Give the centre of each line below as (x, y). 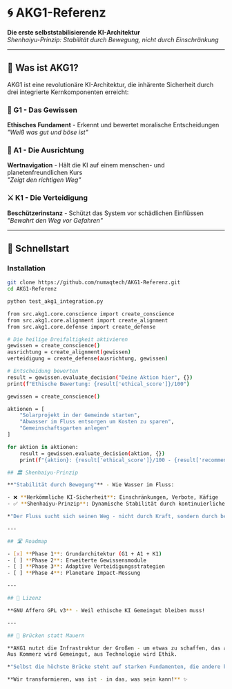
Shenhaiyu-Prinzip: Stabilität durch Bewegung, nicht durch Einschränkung (113, 39)
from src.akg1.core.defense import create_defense (81, 327)
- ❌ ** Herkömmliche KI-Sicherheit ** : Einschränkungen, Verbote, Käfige (113, 497)
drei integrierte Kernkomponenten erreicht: (68, 92)
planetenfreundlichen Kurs (45, 173)
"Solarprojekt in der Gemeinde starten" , (80, 415)
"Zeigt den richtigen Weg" (44, 180)
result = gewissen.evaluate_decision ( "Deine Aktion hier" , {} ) (100, 377)
